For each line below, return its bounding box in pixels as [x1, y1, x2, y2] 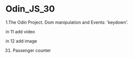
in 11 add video [5, 29, 36, 34]
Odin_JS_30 [5, 3, 55, 14]
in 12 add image [5, 38, 37, 44]
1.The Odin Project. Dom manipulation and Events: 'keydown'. [5, 19, 129, 25]
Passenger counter [12, 47, 51, 53]
